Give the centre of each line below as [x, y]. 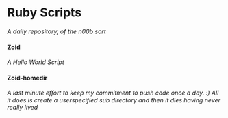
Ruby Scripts [45, 13]
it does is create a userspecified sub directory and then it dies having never [114, 100]
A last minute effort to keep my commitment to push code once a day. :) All [113, 93]
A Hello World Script [36, 62]
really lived [23, 108]
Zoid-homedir [27, 78]
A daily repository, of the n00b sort [56, 31]
